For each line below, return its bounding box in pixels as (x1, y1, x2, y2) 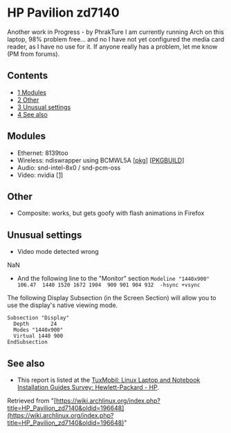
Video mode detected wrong (17, 248, 99, 256)
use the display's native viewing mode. (7, 301, 118, 309)
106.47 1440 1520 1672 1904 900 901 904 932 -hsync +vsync (17, 282, 201, 288)
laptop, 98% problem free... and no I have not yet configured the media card (7, 35, 225, 43)
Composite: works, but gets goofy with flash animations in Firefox (17, 209, 205, 217)
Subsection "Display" (7, 315, 70, 322)
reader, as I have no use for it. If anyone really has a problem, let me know (7, 42, 218, 50)
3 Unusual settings (17, 102, 71, 111)
